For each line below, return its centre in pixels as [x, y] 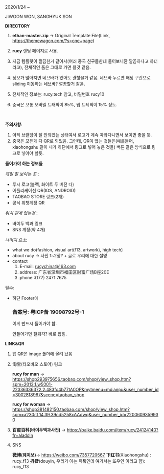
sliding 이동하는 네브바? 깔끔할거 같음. [49, 84]
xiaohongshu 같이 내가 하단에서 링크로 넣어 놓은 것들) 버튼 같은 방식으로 [81, 147]
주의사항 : [14, 124]
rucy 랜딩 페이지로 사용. [35, 51]
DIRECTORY [18, 26]
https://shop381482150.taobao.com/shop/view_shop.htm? [71, 409]
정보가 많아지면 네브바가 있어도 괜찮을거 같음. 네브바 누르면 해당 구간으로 [81, 78]
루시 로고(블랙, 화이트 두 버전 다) [43, 184]
